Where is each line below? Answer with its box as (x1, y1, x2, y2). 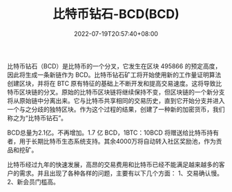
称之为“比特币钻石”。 (7, 113, 68, 122)
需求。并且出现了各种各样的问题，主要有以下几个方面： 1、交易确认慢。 (19, 169, 223, 177)
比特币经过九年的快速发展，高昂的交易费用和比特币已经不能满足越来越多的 (7, 160, 219, 169)
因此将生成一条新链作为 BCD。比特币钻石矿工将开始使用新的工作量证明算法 (7, 70, 222, 79)
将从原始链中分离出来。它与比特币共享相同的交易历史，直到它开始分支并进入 (7, 96, 225, 104)
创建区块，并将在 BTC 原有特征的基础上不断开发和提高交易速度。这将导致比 (7, 79, 222, 87)
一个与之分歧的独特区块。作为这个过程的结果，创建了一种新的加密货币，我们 (7, 105, 225, 113)
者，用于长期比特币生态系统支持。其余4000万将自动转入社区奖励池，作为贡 (7, 137, 222, 145)
